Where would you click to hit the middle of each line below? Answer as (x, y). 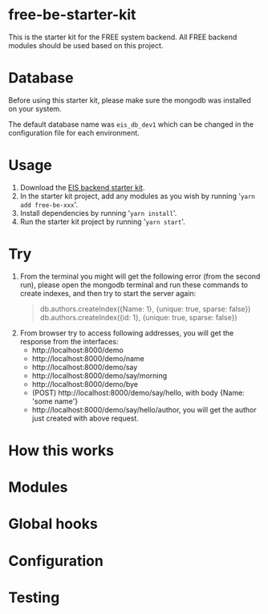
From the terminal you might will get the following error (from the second (140, 276)
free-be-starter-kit (72, 15)
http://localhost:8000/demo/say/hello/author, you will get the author (144, 409)
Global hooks (53, 524)
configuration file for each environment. (74, 132)
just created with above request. (85, 418)
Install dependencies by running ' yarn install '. (98, 213)
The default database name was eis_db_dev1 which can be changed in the (131, 124)
